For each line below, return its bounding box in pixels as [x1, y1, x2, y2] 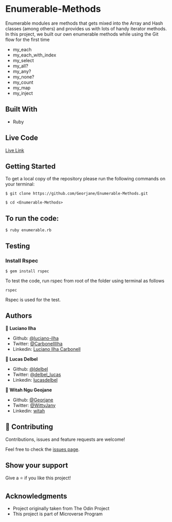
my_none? [12, 73, 34, 80]
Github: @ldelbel [12, 366, 48, 372]
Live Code [5, 134, 39, 142]
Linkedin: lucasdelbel [12, 377, 58, 383]
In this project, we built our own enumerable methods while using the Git [5, 31, 159, 37]
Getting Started [5, 162, 56, 171]
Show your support [5, 461, 68, 470]
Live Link [5, 147, 25, 153]
